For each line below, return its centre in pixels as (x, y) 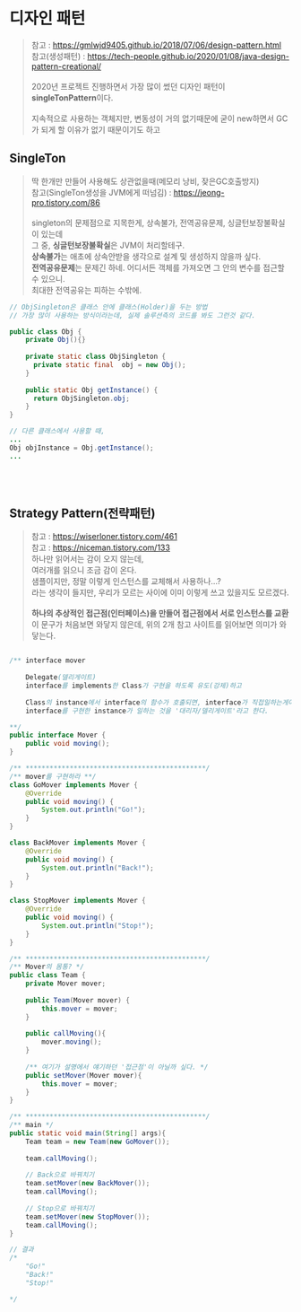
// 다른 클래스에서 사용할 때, (57, 432)
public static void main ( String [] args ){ (88, 1133)
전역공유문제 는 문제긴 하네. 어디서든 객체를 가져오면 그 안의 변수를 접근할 (158, 267)
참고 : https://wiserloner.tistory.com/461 (104, 537)
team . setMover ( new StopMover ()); (88, 1217)
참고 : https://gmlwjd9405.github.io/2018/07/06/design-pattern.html (156, 45)
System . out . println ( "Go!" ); (94, 810)
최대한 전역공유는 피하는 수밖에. (86, 290)
